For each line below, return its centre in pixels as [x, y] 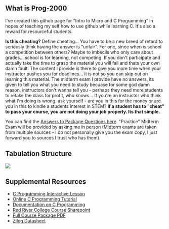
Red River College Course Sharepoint [51, 210]
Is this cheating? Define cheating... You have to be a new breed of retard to [84, 41]
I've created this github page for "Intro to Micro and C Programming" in [79, 20]
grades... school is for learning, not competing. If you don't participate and [83, 58]
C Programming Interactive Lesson [49, 194]
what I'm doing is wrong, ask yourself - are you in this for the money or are [83, 101]
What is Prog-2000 [36, 8]
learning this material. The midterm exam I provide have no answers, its [80, 79]
